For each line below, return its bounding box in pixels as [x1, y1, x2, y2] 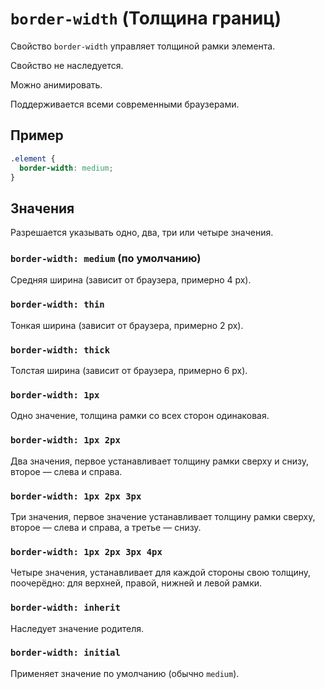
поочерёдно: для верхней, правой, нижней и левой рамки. [10, 577, 263, 589]
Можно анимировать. [10, 78, 103, 91]
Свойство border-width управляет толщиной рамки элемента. [10, 40, 276, 52]
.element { [10, 153, 56, 164]
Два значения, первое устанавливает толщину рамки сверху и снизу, [10, 455, 309, 467]
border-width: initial [10, 647, 121, 659]
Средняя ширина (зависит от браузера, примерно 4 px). [10, 274, 252, 286]
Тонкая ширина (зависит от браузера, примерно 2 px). [10, 319, 244, 331]
